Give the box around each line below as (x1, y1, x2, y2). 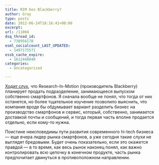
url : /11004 (5, 30, 29, 34)
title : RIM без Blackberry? (5, 7, 62, 12)
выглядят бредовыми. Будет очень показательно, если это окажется (5, 139, 148, 145)
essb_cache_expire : (5, 52, 45, 57)
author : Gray (5, 12, 32, 16)
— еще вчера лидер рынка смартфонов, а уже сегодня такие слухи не (5, 134, 152, 140)
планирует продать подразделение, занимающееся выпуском (5, 88, 135, 94)
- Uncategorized (9, 66, 42, 71)
